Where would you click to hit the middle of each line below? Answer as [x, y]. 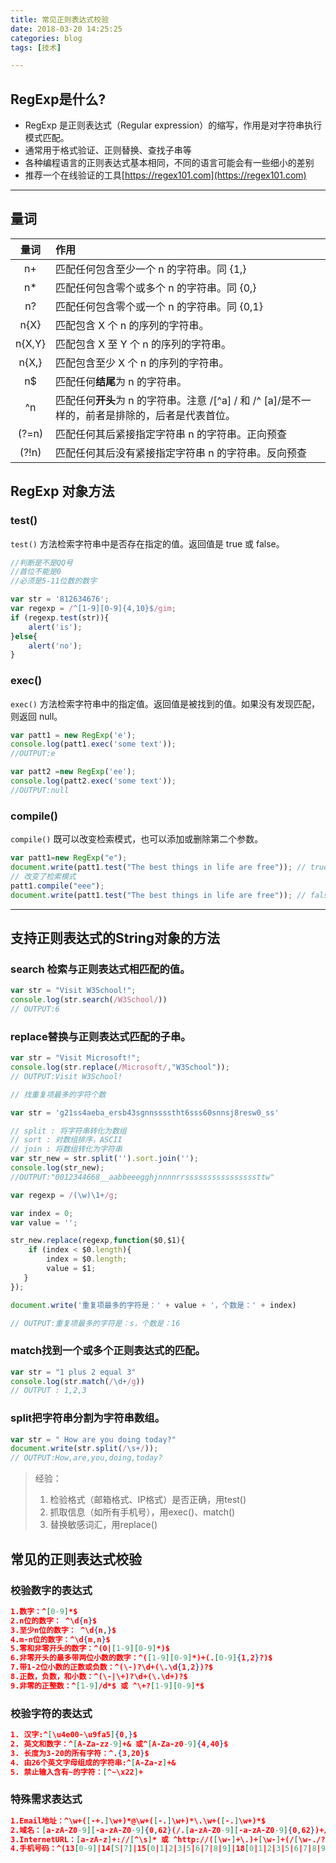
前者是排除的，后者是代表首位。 [161, 415]
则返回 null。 [36, 716]
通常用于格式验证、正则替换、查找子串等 [108, 150]
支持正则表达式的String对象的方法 [115, 937]
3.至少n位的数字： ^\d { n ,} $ [63, 1630]
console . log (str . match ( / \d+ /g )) [77, 1381]
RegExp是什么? [58, 99]
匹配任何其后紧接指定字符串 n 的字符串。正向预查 [171, 434]
